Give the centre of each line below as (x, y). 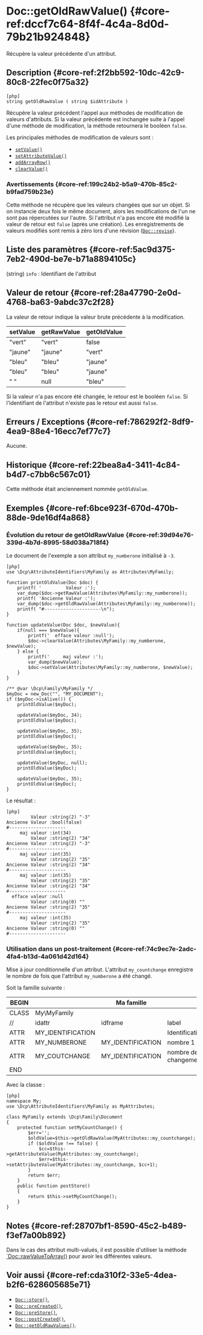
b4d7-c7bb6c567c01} (49, 474)
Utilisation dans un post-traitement (59, 948)
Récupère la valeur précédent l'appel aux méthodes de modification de (95, 113)
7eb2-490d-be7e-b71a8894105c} (71, 259)
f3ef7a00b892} (36, 1235)
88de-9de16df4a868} (48, 517)
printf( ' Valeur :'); (56, 588)
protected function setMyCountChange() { (70, 1128)
